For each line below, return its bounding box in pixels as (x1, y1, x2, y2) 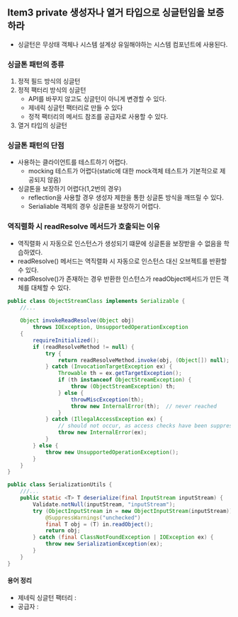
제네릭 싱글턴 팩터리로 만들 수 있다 (28, 103, 123, 112)
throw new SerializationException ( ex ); (45, 541, 163, 548)
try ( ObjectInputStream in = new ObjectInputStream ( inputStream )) (33, 507, 233, 514)
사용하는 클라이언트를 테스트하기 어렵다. (17, 158, 128, 166)
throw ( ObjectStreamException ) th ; (70, 383, 176, 391)
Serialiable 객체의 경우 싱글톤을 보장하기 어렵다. (28, 202, 161, 211)
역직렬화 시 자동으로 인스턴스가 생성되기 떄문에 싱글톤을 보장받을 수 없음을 (17, 239, 222, 248)
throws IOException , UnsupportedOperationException (33, 324, 189, 331)
